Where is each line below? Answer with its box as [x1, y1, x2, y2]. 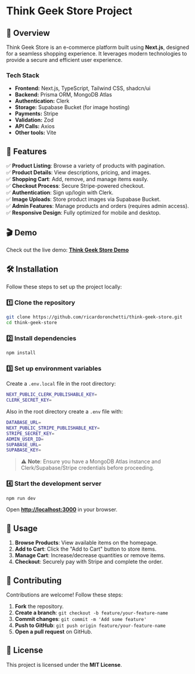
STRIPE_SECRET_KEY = [6, 430, 55, 436]
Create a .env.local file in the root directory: [6, 380, 116, 387]
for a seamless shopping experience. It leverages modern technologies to [6, 50, 187, 57]
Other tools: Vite [14, 129, 57, 136]
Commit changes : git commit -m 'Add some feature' [14, 616, 147, 623]
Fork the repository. [14, 603, 64, 610]
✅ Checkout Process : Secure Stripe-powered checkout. [6, 182, 145, 190]
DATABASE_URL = [6, 420, 42, 425]
